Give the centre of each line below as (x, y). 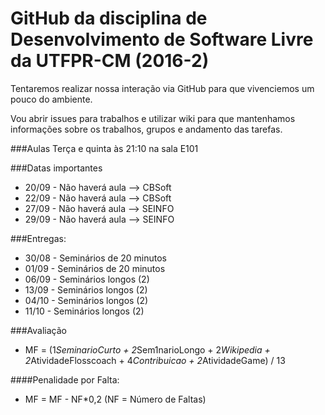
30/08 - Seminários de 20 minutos (95, 258)
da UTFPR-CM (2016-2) (110, 61)
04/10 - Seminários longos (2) (86, 300)
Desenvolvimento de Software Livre (162, 39)
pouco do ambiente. (51, 99)
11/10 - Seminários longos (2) (84, 311)
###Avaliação (39, 330)
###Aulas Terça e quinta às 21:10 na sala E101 (104, 148)
